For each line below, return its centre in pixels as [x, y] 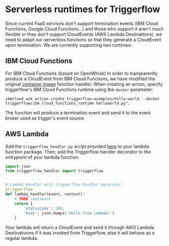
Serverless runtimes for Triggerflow [83, 9]
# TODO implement [33, 199]
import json [18, 166]
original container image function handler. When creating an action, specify [84, 84]
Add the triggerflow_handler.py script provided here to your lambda [77, 146]
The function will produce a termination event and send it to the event [78, 112]
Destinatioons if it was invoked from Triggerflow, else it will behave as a [80, 233]
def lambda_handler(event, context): [45, 194]
